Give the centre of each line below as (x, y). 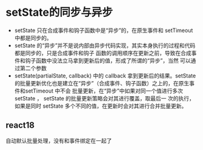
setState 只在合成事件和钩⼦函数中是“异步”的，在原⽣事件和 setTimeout (104, 30)
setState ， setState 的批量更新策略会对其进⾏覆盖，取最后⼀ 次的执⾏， (105, 98)
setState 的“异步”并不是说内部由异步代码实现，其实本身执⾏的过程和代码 (105, 45)
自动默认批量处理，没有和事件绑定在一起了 (59, 140)
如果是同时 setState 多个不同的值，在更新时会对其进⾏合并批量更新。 (101, 106)
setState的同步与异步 (59, 12)
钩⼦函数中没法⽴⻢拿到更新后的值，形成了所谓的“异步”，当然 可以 (108, 60)
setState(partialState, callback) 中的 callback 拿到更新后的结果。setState (105, 76)
